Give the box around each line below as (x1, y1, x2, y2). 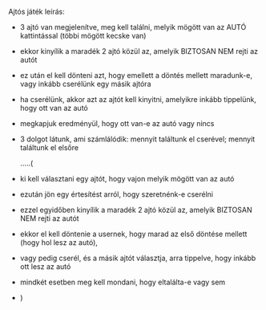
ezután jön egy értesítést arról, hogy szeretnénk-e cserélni (19, 190, 214, 199)
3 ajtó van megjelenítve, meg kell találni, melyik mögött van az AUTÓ (19, 22, 247, 31)
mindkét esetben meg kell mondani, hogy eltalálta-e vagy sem (19, 277, 226, 287)
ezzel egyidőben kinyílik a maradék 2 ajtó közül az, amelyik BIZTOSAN (19, 205, 252, 214)
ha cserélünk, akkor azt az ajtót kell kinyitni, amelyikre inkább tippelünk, (19, 95, 256, 104)
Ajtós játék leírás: (8, 7, 66, 16)
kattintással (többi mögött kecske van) (19, 31, 147, 40)
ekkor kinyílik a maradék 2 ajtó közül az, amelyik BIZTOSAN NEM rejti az (19, 47, 259, 55)
